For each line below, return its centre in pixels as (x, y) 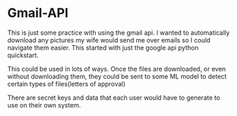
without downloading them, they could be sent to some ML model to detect (117, 76)
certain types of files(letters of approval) (66, 83)
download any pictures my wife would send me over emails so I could (109, 40)
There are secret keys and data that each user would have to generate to (114, 98)
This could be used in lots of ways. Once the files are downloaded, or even (117, 69)
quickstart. (23, 55)
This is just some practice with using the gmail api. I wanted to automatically (118, 33)
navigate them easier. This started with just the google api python (103, 47)
